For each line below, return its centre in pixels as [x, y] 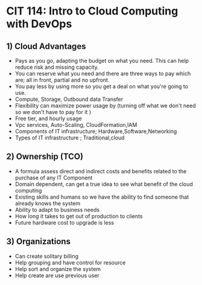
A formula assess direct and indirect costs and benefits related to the [101, 171]
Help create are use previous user [57, 275]
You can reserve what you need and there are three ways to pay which [103, 73]
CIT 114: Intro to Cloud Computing [92, 11]
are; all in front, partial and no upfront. [62, 80]
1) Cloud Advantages [46, 46]
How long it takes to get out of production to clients [79, 216]
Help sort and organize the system [58, 269]
